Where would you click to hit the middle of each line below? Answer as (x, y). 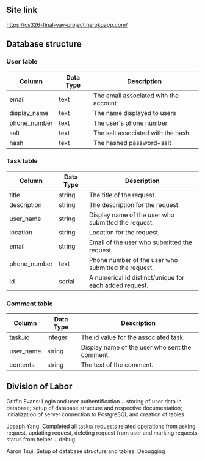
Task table (22, 161)
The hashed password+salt (133, 143)
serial (67, 281)
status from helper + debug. (42, 439)
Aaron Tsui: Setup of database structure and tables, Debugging (86, 451)
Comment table (30, 304)
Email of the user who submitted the (141, 242)
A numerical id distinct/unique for (137, 277)
